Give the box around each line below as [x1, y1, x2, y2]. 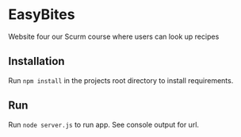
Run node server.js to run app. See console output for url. [8, 120, 200, 129]
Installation [8, 55, 65, 68]
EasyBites [8, 6, 75, 24]
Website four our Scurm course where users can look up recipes [8, 32, 220, 41]
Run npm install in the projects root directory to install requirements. [8, 75, 234, 85]
